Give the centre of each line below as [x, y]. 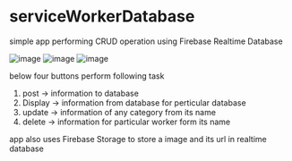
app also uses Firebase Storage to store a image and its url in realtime [138, 139]
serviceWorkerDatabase [102, 17]
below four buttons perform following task [87, 76]
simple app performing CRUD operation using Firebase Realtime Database [146, 41]
